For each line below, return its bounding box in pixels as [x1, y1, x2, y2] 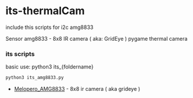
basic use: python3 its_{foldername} [5, 63, 94, 70]
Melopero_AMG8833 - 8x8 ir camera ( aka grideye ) [14, 86, 140, 93]
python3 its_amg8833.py [5, 75, 64, 81]
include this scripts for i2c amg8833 [5, 24, 94, 31]
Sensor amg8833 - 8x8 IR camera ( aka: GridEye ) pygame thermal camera [5, 35, 188, 42]
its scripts [5, 50, 35, 58]
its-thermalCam [5, 4, 85, 18]
